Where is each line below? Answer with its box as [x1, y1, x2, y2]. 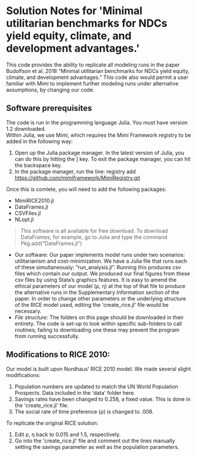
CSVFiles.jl [14, 209, 41, 216]
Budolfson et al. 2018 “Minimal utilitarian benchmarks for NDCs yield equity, [6, 67, 190, 74]
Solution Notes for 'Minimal [6, 4, 143, 18]
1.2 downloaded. [6, 125, 46, 132]
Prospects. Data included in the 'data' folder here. [14, 389, 135, 396]
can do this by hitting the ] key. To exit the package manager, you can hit [14, 155, 191, 163]
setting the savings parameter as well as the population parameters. [14, 443, 179, 450]
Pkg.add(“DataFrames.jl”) [20, 240, 82, 247]
